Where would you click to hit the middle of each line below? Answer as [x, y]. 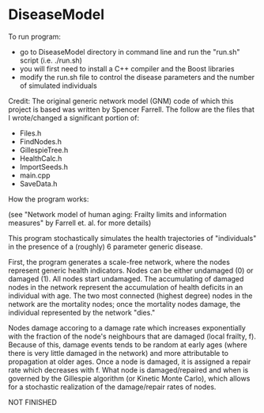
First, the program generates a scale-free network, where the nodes [119, 262]
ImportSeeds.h [44, 166]
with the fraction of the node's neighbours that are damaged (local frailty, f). [132, 336]
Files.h [30, 133]
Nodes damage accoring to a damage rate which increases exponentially [127, 327]
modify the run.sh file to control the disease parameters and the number [137, 77]
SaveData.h [38, 183]
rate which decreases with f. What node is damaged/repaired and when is [128, 369]
